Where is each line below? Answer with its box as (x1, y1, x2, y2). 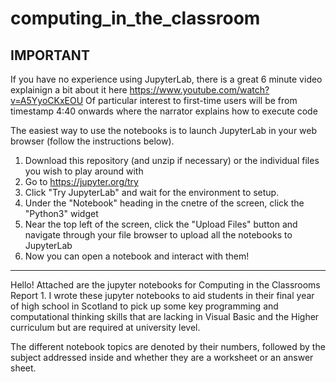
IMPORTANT (10, 47, 90, 64)
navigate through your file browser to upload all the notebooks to (24, 229, 293, 241)
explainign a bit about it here (10, 84, 128, 96)
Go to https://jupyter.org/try (24, 176, 139, 187)
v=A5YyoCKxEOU (10, 95, 84, 106)
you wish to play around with (24, 165, 144, 177)
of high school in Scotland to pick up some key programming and (10, 300, 279, 312)
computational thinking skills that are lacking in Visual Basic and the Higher (10, 311, 320, 322)
